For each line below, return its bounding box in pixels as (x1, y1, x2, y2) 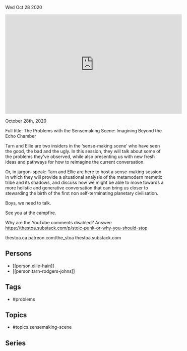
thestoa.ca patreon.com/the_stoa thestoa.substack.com (5, 235, 121, 240)
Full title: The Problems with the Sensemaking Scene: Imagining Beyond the (5, 128, 162, 133)
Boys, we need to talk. (5, 200, 51, 206)
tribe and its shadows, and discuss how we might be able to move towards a (5, 179, 164, 185)
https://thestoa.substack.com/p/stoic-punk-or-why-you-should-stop (5, 225, 148, 231)
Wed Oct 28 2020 (5, 5, 42, 10)
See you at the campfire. (5, 210, 56, 216)
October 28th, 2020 (5, 118, 47, 124)
